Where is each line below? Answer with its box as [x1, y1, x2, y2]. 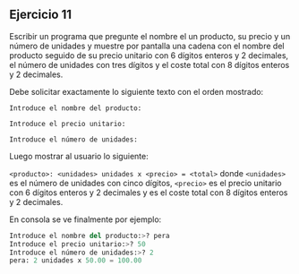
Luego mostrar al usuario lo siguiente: [9, 150, 149, 161]
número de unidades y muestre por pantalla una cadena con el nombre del [9, 40, 285, 51]
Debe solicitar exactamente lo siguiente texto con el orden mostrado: [9, 86, 264, 97]
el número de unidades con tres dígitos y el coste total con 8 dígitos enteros [9, 59, 290, 70]
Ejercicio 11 [9, 7, 73, 22]
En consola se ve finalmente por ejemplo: [9, 214, 162, 225]
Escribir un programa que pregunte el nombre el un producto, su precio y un [9, 30, 291, 41]
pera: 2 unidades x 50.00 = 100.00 [9, 256, 142, 265]
